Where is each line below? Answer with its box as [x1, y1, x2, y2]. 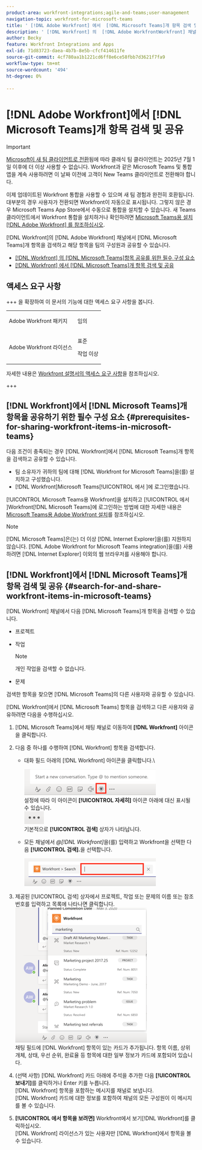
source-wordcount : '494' [6, 67, 69, 73]
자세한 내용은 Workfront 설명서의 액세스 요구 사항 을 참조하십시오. [6, 370, 159, 377]
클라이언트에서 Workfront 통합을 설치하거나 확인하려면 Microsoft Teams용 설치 [6, 214, 194, 221]
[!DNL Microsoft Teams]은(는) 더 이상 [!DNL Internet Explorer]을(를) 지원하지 [6, 535, 191, 543]
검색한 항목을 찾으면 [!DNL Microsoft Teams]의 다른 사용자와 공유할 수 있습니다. [6, 690, 195, 698]
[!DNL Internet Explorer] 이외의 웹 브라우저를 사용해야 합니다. [22, 550, 168, 558]
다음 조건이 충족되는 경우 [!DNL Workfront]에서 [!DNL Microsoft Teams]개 [6, 448, 183, 455]
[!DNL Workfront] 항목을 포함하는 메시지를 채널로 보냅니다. [14, 1087, 155, 1094]
